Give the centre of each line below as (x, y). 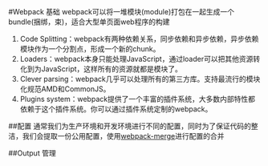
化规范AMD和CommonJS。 (65, 89)
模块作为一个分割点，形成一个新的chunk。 (90, 49)
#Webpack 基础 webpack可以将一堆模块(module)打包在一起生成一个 (122, 12)
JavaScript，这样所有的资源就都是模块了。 (112, 69)
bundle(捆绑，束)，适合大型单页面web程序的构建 (89, 22)
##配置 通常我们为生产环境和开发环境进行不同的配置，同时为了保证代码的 (130, 126)
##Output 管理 (32, 153)
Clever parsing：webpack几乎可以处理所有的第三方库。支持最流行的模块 (140, 79)
